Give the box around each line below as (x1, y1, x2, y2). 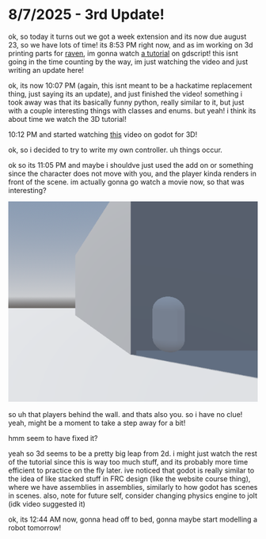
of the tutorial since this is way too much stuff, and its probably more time (8, 457, 249, 466)
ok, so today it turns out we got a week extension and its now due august (8, 32, 247, 41)
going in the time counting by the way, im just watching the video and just (8, 57, 249, 66)
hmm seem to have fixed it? (8, 434, 98, 442)
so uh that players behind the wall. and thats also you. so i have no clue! (8, 410, 243, 419)
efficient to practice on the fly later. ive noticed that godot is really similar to (8, 465, 255, 475)
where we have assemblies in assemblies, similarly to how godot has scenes (8, 483, 258, 492)
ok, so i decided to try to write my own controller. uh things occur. (8, 145, 223, 154)
